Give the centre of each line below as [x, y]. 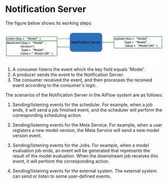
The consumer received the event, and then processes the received [82, 80]
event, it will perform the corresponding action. [61, 161]
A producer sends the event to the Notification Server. [68, 74]
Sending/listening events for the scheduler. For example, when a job [82, 104]
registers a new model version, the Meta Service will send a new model [86, 130]
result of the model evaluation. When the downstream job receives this [85, 155]
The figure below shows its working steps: [49, 23]
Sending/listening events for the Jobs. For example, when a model [80, 145]
